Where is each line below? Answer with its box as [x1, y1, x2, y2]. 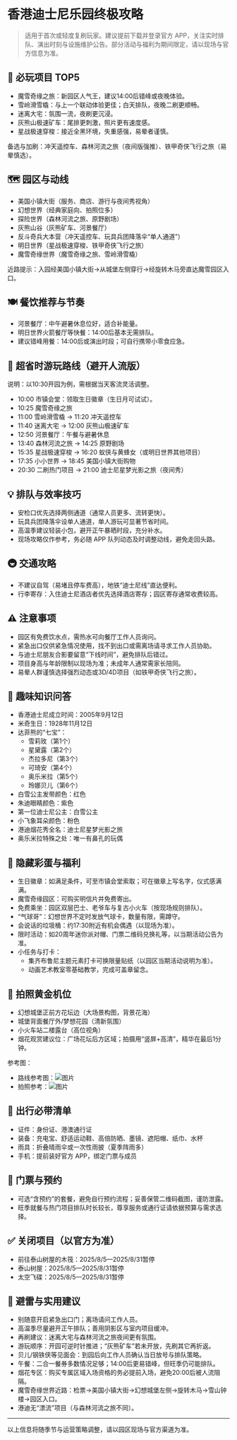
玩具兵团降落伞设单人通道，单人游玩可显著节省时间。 [17, 517, 173, 525]
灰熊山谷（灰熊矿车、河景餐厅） [17, 223, 111, 232]
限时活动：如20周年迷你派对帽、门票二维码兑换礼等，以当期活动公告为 [17, 930, 224, 939]
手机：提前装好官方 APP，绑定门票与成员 [17, 1152, 138, 1160]
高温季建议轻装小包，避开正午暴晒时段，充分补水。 [17, 526, 166, 534]
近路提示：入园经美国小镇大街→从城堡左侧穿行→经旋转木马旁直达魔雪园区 [7, 264, 224, 273]
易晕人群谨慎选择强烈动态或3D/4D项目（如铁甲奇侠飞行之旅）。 [17, 667, 201, 676]
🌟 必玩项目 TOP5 [7, 71, 80, 83]
